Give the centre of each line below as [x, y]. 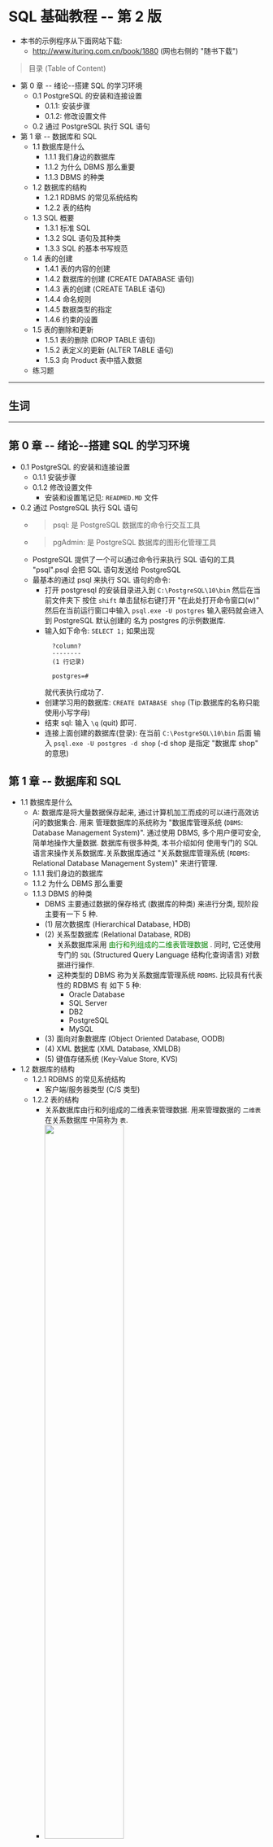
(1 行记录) [68, 662]
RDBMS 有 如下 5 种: [107, 985]
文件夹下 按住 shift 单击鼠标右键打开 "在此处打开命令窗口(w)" [156, 600]
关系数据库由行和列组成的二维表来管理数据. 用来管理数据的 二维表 [153, 1110]
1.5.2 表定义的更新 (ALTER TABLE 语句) [109, 350]
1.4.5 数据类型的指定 [78, 309]
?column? [66, 646]
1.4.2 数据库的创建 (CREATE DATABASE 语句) [119, 278]
